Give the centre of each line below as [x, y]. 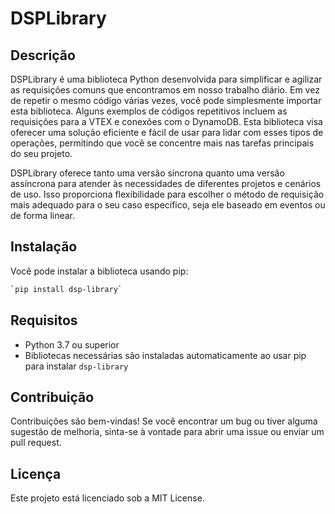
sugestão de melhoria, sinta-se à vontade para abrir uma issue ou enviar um [167, 432]
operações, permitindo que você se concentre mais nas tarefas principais [162, 143]
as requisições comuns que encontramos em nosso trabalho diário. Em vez [165, 90]
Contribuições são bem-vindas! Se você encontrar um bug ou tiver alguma [164, 421]
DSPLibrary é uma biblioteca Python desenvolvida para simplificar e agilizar [166, 79]
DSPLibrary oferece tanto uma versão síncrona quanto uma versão [147, 173]
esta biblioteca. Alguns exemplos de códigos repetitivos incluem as [149, 111]
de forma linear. [43, 215]
